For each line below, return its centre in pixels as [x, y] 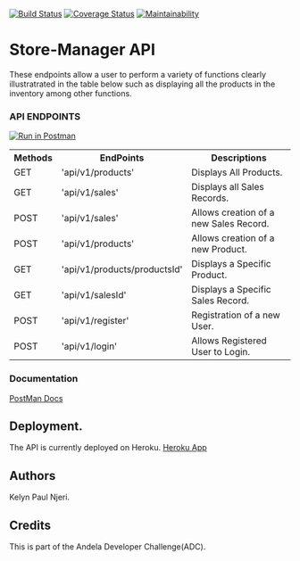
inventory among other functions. [71, 93]
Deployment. [46, 426]
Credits [30, 525]
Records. [210, 198]
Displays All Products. [237, 172]
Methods [33, 158]
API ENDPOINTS [45, 116]
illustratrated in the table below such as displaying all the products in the [142, 84]
